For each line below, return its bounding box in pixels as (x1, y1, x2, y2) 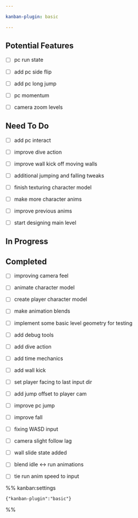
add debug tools (14, 331, 54, 338)
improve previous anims (14, 207, 72, 214)
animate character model (14, 284, 75, 291)
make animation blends (14, 307, 70, 315)
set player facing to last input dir (14, 378, 92, 386)
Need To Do (5, 121, 49, 131)
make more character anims (14, 195, 82, 202)
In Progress (5, 237, 48, 247)
